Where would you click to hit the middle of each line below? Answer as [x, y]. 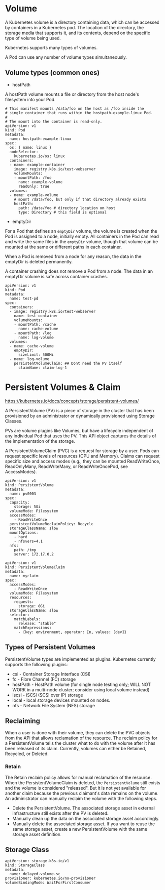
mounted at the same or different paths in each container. [64, 247]
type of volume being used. [33, 38]
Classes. [14, 421]
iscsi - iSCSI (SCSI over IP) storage [48, 695]
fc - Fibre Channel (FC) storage [44, 679]
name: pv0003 [23, 494]
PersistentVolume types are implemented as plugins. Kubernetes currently [81, 659]
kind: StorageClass [25, 865]
